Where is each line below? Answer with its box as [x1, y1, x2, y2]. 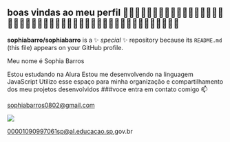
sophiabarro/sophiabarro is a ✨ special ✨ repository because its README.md [7, 36, 222, 44]
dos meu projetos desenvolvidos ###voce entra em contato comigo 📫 [7, 85, 208, 93]
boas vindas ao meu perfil [7, 7, 121, 19]
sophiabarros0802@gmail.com [7, 101, 95, 109]
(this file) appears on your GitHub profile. [7, 43, 124, 51]
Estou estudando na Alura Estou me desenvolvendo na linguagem [7, 70, 194, 78]
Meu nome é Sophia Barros [7, 56, 85, 65]
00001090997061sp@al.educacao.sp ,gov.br [7, 127, 133, 135]
